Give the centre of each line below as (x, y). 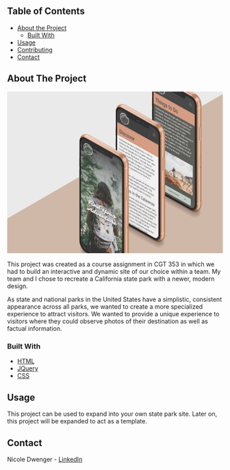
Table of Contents (46, 11)
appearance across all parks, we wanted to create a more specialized (105, 307)
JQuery (28, 368)
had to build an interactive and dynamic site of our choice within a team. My (114, 272)
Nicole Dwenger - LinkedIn (45, 460)
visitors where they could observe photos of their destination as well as (108, 321)
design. (18, 286)
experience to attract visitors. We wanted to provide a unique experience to (113, 314)
